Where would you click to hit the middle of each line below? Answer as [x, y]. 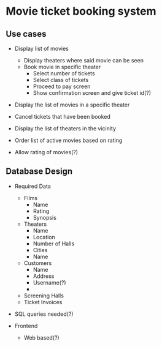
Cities [40, 250]
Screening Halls [44, 296]
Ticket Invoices [43, 302]
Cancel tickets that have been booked [63, 117]
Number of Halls [54, 244]
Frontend [26, 326]
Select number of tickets [64, 73]
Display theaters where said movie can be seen [83, 60]
